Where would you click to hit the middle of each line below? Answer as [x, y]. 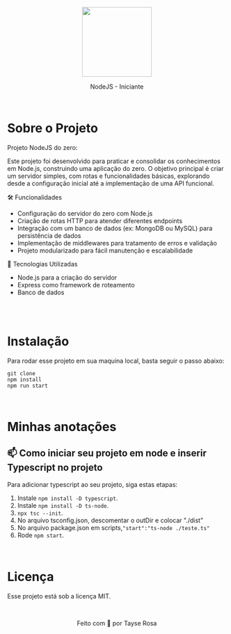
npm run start [28, 386]
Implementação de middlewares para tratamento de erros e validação [117, 243]
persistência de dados [49, 235]
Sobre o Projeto [53, 128]
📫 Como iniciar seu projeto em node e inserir [107, 453]
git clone [22, 373]
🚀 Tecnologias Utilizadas [42, 264]
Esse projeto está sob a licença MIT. [59, 596]
